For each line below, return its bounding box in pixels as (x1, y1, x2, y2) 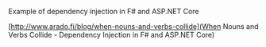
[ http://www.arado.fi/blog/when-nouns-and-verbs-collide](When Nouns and (8, 22, 259, 31)
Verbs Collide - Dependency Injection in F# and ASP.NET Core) (8, 31, 215, 39)
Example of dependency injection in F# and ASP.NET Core (8, 7, 200, 16)
